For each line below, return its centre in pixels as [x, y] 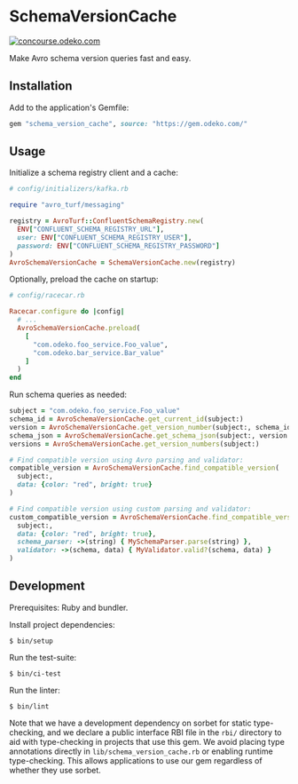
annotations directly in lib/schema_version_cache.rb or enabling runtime [141, 751]
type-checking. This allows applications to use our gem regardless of [136, 760]
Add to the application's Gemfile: [69, 107]
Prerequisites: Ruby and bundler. [69, 607]
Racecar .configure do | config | [67, 312]
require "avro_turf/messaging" [67, 205]
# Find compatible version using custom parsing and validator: [130, 509]
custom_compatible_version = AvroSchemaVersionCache [109, 517]
